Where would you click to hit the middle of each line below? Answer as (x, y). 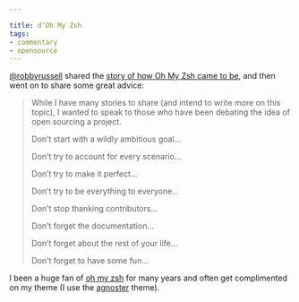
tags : (19, 34)
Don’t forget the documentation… (93, 226)
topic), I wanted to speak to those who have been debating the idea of (161, 112)
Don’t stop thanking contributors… (94, 209)
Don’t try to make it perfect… (84, 174)
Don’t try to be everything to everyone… (105, 191)
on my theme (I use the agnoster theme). (85, 288)
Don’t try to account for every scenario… (106, 157)
